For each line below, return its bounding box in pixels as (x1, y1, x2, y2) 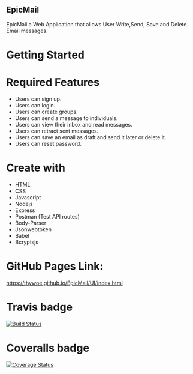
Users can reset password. (14, 140, 82, 147)
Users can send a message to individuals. (14, 114, 118, 122)
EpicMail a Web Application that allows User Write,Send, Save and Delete (6, 20, 187, 28)
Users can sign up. (14, 95, 62, 103)
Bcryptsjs (14, 238, 39, 246)
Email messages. (6, 27, 48, 34)
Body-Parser (14, 219, 47, 226)
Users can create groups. (14, 108, 78, 115)
